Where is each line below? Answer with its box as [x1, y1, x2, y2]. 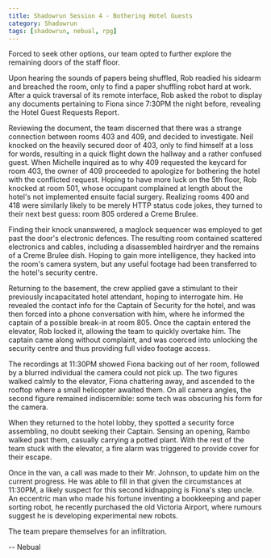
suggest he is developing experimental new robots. [8, 511, 179, 521]
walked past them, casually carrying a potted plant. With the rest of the [8, 435, 244, 445]
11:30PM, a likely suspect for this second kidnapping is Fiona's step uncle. [8, 485, 254, 495]
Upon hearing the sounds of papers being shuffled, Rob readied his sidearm [8, 74, 261, 83]
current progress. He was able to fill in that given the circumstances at [8, 476, 242, 486]
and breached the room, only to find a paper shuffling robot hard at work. [8, 82, 252, 91]
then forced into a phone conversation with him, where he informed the [8, 309, 245, 319]
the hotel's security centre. [8, 268, 98, 277]
